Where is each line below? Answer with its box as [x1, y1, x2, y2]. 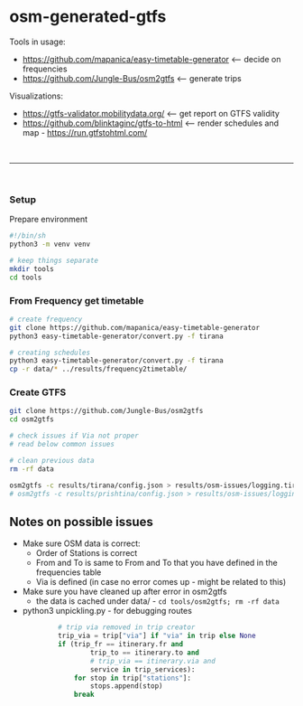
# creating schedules [9, 348, 91, 357]
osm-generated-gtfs [9, 6, 167, 27]
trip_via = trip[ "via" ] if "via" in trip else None [57, 631, 256, 641]
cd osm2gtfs [9, 415, 54, 424]
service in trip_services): [89, 664, 196, 674]
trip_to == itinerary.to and [89, 648, 200, 657]
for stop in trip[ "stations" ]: [73, 673, 192, 682]
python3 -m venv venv [9, 240, 91, 249]
